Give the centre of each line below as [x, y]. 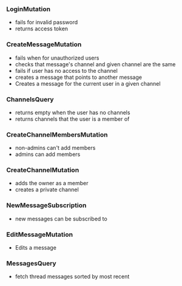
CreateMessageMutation [44, 44]
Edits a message [35, 248]
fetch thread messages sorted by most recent [72, 277]
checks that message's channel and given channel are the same [95, 64]
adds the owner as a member [52, 183]
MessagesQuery [31, 263]
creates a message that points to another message [79, 77]
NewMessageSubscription [46, 205]
